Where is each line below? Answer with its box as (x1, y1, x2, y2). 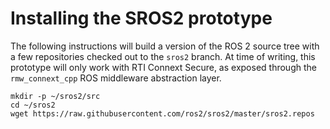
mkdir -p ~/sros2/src (10, 91, 101, 101)
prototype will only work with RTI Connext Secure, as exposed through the (10, 61, 317, 73)
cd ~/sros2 (10, 100, 56, 110)
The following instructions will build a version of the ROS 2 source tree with (10, 40, 320, 52)
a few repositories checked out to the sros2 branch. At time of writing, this (10, 50, 316, 62)
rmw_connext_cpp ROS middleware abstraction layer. (10, 72, 222, 84)
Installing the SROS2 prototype (10, 7, 273, 30)
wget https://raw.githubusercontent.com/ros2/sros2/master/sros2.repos (10, 108, 315, 119)
